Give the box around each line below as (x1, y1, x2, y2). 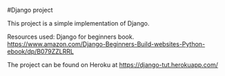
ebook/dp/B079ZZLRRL (7, 48, 75, 55)
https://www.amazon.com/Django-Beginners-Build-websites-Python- (7, 40, 206, 48)
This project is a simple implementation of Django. (7, 19, 150, 27)
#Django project (7, 6, 53, 14)
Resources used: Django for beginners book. (7, 32, 135, 41)
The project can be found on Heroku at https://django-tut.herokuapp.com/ (7, 61, 219, 68)
